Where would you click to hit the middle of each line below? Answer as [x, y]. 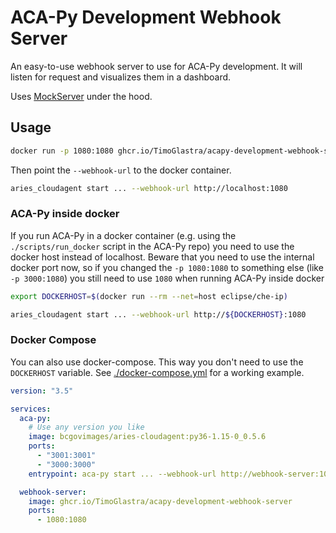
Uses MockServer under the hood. [81, 96]
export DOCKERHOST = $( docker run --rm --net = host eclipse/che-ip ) [149, 296]
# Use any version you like [86, 427]
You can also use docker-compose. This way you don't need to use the [157, 362]
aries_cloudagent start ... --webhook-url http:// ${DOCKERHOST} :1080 [158, 314]
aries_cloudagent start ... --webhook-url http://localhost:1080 [149, 188]
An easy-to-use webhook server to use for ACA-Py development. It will [156, 66]
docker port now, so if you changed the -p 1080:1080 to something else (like [167, 267]
